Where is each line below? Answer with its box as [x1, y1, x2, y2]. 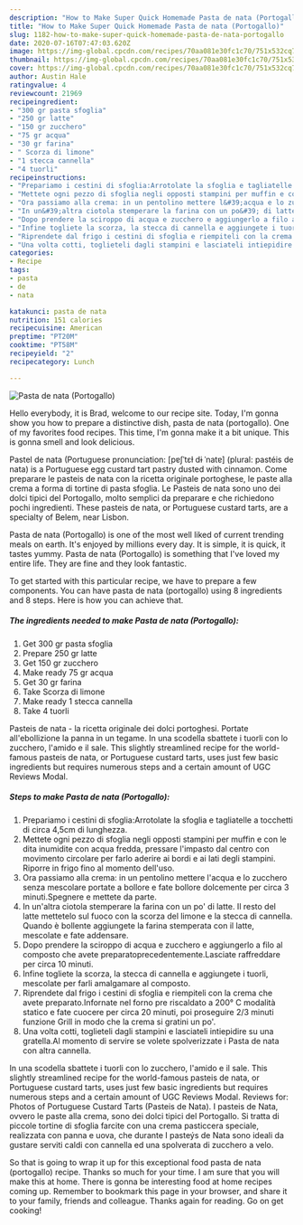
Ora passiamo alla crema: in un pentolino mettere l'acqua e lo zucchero [22, 872, 288, 882]
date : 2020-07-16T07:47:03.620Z [9, 38, 131, 48]
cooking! [9, 1204, 42, 1216]
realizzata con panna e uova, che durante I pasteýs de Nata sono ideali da [9, 1129, 284, 1140]
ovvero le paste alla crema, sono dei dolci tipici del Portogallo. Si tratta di [9, 1110, 280, 1121]
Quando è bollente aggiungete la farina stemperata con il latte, [22, 919, 255, 931]
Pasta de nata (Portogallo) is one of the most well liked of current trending [9, 529, 284, 540]
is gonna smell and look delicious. [9, 436, 135, 448]
